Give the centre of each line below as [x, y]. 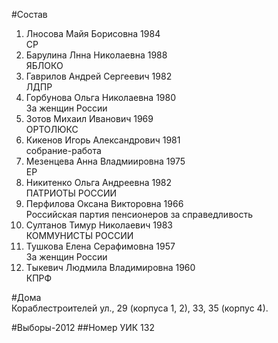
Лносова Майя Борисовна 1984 [93, 33]
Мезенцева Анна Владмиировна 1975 [105, 161]
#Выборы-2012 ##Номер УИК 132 [83, 327]
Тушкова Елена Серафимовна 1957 [100, 246]
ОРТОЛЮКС [52, 129]
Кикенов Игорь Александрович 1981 [103, 140]
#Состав [29, 14]
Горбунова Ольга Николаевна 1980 [101, 97]
